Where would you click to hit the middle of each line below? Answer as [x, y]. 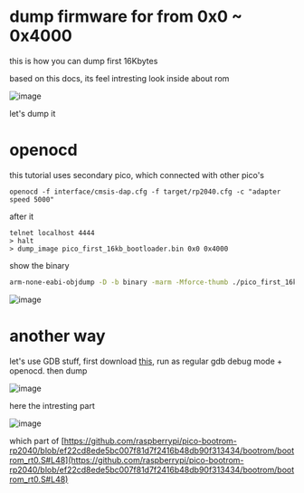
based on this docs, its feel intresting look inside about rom [119, 78]
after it [22, 216]
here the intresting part [52, 405]
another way [57, 336]
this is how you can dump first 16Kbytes [84, 61]
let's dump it [33, 113]
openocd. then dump [48, 370]
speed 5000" [32, 199]
